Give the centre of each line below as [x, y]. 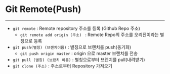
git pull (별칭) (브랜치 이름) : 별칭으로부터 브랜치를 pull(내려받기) [79, 59]
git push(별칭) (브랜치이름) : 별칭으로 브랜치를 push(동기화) [72, 47]
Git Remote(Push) [43, 9]
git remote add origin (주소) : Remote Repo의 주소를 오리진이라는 [90, 34]
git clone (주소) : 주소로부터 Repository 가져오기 [62, 65]
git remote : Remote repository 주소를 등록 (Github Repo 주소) [76, 28]
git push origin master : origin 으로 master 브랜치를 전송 [79, 53]
